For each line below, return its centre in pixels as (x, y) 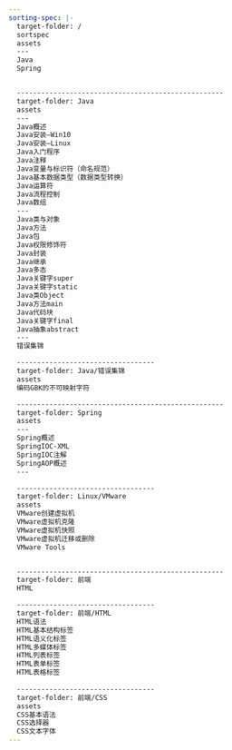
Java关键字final (45, 321)
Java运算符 (35, 186)
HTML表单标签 (39, 664)
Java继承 (32, 262)
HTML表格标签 (39, 673)
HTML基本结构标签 (45, 630)
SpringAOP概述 (42, 463)
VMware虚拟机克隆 (46, 522)
